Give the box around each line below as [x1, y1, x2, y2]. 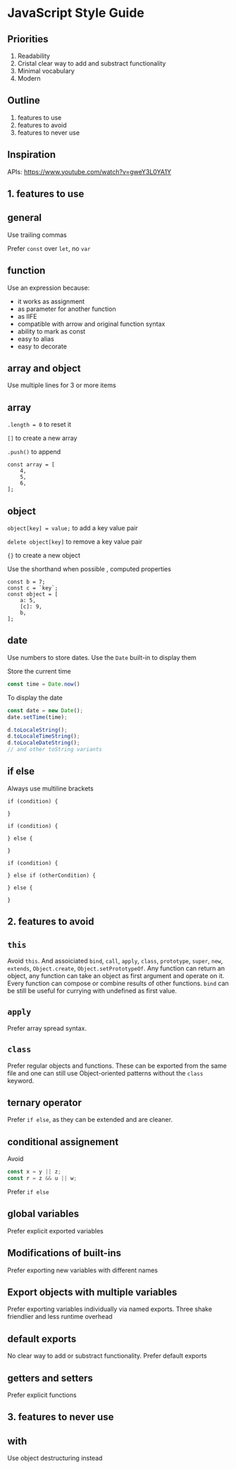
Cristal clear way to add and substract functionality [17, 59, 166, 68]
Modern [17, 74, 41, 83]
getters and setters [7, 1372, 94, 1384]
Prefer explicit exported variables [7, 1226, 104, 1235]
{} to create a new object [7, 551, 81, 560]
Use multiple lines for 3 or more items [7, 381, 116, 389]
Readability [17, 51, 51, 60]
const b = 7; [7, 578, 46, 586]
